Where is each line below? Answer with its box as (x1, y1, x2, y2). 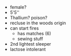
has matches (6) (17, 31, 51, 36)
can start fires (9, 25, 39, 31)
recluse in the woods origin (9, 20, 66, 26)
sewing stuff (17, 36, 43, 42)
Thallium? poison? (9, 15, 47, 20)
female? (9, 4, 26, 10)
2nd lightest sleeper (9, 41, 51, 47)
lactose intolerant (9, 47, 46, 52)
